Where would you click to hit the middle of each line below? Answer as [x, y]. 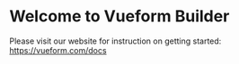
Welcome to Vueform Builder [119, 16]
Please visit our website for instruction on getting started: [115, 41]
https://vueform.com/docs [58, 50]
